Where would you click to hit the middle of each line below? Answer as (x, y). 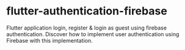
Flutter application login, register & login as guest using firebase (86, 28)
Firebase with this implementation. (49, 40)
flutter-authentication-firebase (87, 11)
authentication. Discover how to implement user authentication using (93, 34)
